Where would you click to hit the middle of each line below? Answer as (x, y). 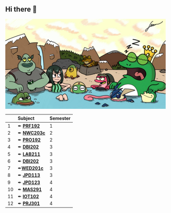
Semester (60, 118)
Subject (26, 118)
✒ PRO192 (29, 140)
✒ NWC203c (32, 133)
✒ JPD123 (29, 182)
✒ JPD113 (29, 175)
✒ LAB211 (29, 154)
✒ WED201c (31, 168)
